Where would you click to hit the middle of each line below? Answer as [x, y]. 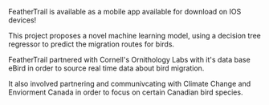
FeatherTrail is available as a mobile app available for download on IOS [125, 12]
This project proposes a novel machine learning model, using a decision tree [134, 36]
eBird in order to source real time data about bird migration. [106, 68]
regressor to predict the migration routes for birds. [92, 44]
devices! [22, 20]
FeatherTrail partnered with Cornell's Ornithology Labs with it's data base [129, 60]
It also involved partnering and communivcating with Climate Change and [130, 84]
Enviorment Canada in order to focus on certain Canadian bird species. [126, 92]
